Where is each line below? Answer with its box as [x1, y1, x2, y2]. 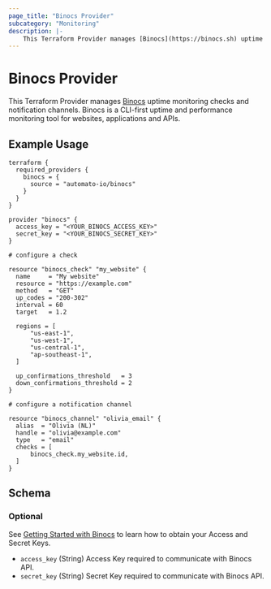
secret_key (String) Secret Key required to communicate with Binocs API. [19, 570, 265, 581]
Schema [8, 487, 51, 500]
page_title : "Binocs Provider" [8, 11, 114, 20]
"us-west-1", [29, 336, 75, 344]
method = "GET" [15, 287, 75, 295]
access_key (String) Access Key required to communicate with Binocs [19, 553, 252, 563]
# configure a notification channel [8, 401, 132, 409]
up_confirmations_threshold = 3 [15, 372, 132, 380]
